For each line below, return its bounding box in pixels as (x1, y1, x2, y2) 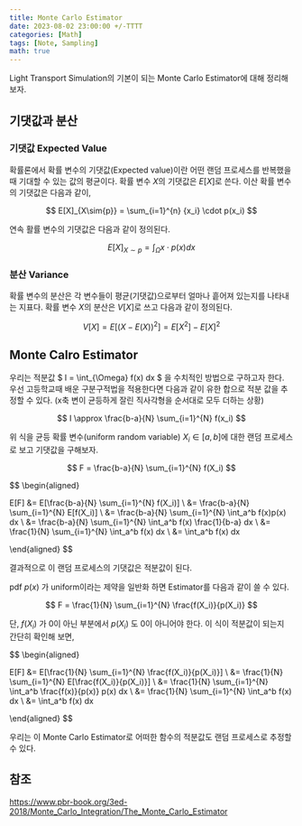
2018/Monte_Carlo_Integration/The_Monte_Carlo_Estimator (9, 805, 228, 817)
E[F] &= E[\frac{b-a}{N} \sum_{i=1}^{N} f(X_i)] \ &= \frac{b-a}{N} (9, 497, 250, 508)
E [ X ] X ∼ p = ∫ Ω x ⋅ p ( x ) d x (107, 241, 196, 255)
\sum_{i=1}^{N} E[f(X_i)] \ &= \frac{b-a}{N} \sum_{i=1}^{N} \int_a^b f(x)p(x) (9, 507, 287, 518)
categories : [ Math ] (9, 30, 83, 39)
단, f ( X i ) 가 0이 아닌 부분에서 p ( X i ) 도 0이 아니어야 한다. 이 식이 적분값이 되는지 (9, 618, 285, 631)
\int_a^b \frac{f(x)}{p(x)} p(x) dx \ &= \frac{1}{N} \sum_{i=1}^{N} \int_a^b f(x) (9, 685, 292, 696)
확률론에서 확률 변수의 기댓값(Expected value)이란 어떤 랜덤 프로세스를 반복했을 (9, 164, 291, 175)
